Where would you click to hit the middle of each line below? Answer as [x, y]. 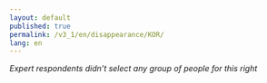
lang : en [26, 43]
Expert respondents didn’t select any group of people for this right [133, 69]
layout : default [40, 18]
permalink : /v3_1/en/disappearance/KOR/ [87, 34]
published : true [40, 26]
